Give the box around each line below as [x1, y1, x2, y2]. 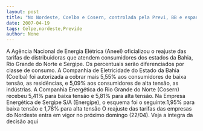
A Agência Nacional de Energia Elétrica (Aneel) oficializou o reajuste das [6, 47, 187, 55]
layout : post [6, 8, 39, 15]
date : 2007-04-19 [6, 20, 50, 26]
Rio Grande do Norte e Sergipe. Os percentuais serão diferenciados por [6, 61, 184, 68]
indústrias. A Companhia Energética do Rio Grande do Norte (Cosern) [6, 86, 180, 93]
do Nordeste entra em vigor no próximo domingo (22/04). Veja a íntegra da [6, 112, 193, 119]
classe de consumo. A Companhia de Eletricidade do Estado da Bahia [6, 67, 180, 74]
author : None [6, 31, 39, 37]
